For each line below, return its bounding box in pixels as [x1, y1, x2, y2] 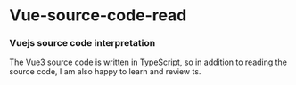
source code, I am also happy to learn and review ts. [9, 66, 201, 77]
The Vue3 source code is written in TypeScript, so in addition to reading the [9, 57, 288, 67]
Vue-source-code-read [9, 5, 187, 26]
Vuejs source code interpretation [9, 37, 156, 50]
